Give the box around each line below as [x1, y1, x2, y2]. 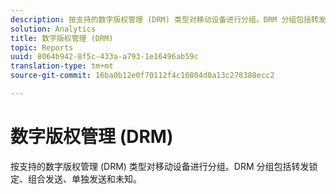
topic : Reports [10, 42, 74, 53]
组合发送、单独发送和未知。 [27, 172, 142, 185]
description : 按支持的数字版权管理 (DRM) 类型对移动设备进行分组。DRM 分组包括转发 [10, 14, 327, 25]
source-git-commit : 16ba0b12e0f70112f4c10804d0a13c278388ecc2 [10, 71, 275, 81]
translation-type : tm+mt [10, 61, 114, 71]
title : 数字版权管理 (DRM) [10, 33, 114, 43]
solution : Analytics [10, 24, 97, 34]
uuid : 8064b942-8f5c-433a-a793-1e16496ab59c [10, 52, 199, 62]
